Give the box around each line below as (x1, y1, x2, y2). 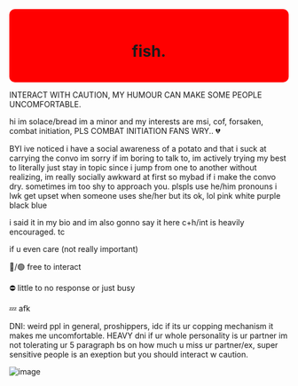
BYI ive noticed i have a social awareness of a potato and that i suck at (9, 143, 267, 154)
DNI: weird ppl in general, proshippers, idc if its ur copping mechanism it (9, 320, 273, 331)
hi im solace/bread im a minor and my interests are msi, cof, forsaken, (9, 115, 264, 127)
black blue (9, 200, 47, 210)
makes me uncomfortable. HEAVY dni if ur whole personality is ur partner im (9, 330, 288, 341)
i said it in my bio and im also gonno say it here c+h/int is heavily (9, 217, 245, 227)
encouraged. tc (9, 226, 65, 237)
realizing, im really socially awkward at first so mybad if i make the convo (9, 171, 277, 182)
